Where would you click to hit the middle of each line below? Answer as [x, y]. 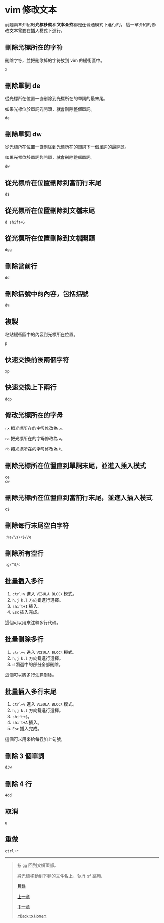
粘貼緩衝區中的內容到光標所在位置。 [41, 334]
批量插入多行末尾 [31, 691]
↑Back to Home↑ [32, 916]
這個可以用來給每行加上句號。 [35, 739]
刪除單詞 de [23, 86]
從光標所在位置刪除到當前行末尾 [53, 183]
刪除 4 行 [19, 784]
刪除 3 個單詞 [25, 756]
